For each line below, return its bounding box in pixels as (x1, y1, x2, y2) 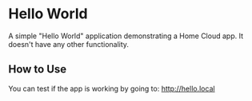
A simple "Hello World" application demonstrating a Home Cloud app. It (8, 31, 244, 41)
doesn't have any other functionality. (8, 39, 130, 49)
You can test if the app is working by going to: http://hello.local (8, 84, 215, 93)
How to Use (8, 63, 67, 76)
